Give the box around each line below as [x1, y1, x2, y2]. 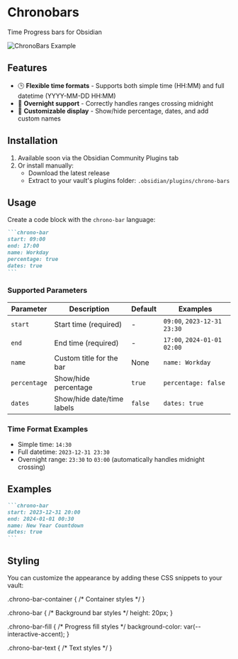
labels [54, 402, 74, 412]
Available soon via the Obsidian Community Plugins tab [17, 153, 179, 162]
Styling [7, 555, 40, 567]
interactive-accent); [7, 629, 65, 638]
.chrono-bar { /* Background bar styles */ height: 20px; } [7, 608, 174, 617]
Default [130, 304, 157, 314]
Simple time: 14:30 [17, 441, 72, 449]
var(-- [183, 622, 201, 631]
